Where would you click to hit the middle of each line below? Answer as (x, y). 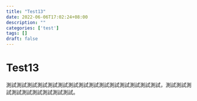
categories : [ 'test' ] (33, 28)
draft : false (22, 39)
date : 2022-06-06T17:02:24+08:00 (47, 17)
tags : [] (17, 33)
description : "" (26, 22)
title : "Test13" (26, 11)
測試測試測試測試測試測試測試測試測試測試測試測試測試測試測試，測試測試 (96, 85)
